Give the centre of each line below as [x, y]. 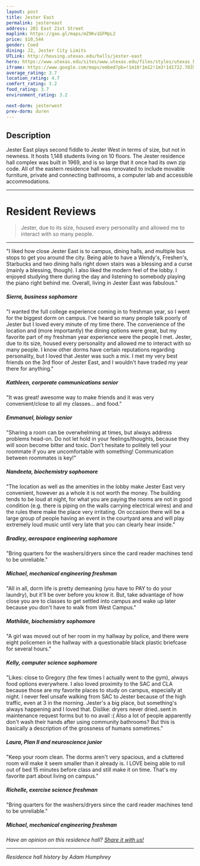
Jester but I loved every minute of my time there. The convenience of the [96, 324]
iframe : [16, 67]
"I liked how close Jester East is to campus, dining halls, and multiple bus [96, 251]
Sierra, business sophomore [42, 297]
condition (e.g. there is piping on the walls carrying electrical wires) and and [99, 506]
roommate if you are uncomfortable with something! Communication [90, 452]
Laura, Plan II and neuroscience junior [54, 742]
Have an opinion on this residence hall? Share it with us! [75, 840]
